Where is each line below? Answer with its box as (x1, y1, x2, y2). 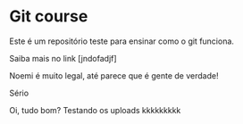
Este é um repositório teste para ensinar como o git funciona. (9, 36, 235, 46)
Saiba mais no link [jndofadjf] (9, 53, 118, 63)
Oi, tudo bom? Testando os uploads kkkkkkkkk (9, 104, 181, 115)
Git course (9, 6, 88, 27)
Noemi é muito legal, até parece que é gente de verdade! (9, 70, 219, 81)
